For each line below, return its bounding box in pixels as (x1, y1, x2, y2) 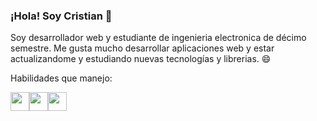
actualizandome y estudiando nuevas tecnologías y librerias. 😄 (10, 53, 272, 65)
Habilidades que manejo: (10, 72, 113, 84)
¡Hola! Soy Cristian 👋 (10, 9, 113, 23)
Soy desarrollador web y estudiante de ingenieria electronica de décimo (10, 32, 307, 44)
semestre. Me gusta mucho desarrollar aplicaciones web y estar (10, 42, 275, 54)
